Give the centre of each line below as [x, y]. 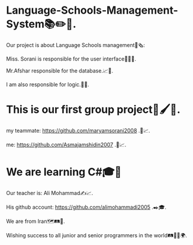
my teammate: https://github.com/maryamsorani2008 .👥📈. [78, 130]
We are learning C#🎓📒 [64, 172]
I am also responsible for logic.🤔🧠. [48, 84]
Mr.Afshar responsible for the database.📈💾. [60, 70]
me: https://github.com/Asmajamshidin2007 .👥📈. [66, 145]
